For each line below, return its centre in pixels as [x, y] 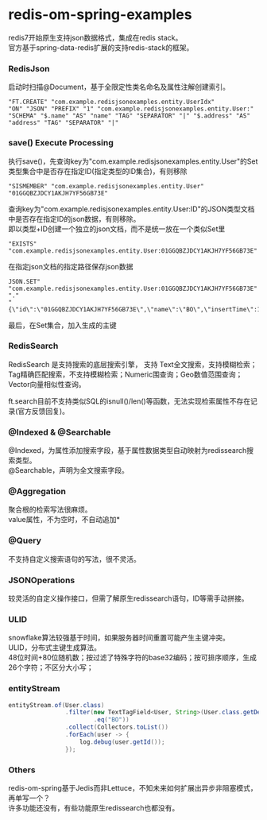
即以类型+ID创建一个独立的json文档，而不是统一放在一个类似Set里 [117, 229]
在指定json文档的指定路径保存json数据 [71, 266]
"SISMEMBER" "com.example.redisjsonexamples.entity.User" [106, 186]
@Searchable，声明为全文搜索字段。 [68, 470]
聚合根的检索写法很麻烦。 [50, 509]
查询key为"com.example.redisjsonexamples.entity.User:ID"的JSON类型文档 [132, 209]
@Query [25, 540]
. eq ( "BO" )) [111, 720]
